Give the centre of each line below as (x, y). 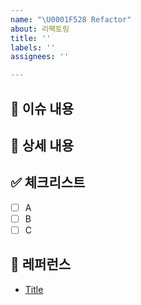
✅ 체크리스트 (48, 182)
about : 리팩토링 (40, 29)
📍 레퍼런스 (41, 264)
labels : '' (33, 47)
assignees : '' (40, 57)
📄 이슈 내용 (42, 108)
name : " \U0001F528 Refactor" (71, 19)
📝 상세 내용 (42, 145)
